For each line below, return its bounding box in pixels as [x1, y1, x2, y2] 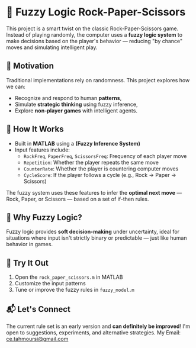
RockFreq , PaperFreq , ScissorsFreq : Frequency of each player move [23, 152, 187, 159]
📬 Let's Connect [6, 304, 71, 314]
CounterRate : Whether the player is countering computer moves [23, 165, 179, 172]
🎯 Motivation [6, 61, 54, 71]
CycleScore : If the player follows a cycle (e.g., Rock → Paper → [23, 171, 176, 178]
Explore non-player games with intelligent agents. [14, 107, 138, 114]
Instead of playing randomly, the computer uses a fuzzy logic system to [6, 31, 182, 38]
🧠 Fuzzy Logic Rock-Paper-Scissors [6, 5, 186, 19]
